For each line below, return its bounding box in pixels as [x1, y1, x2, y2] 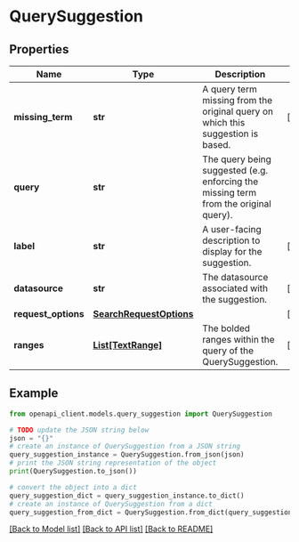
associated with [202, 282, 269, 295]
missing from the [202, 94, 273, 106]
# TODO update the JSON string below [9, 425, 149, 434]
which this [202, 117, 246, 128]
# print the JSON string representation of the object [9, 458, 217, 468]
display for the [202, 246, 263, 257]
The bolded [202, 322, 251, 335]
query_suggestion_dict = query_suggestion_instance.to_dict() [9, 491, 245, 500]
